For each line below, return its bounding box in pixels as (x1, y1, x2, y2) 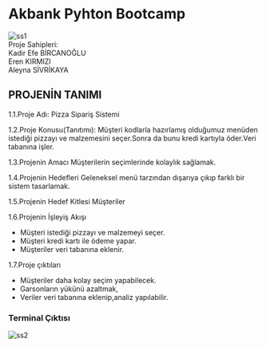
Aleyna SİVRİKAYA (8, 65, 69, 74)
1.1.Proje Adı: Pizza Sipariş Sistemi (8, 109, 120, 119)
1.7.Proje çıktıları (8, 260, 62, 270)
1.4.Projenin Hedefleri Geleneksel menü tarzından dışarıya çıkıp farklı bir (8, 172, 245, 182)
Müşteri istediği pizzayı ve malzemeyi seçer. (19, 227, 165, 237)
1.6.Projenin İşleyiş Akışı (8, 212, 86, 222)
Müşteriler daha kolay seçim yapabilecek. (19, 275, 157, 285)
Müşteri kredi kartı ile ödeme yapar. (19, 236, 137, 246)
